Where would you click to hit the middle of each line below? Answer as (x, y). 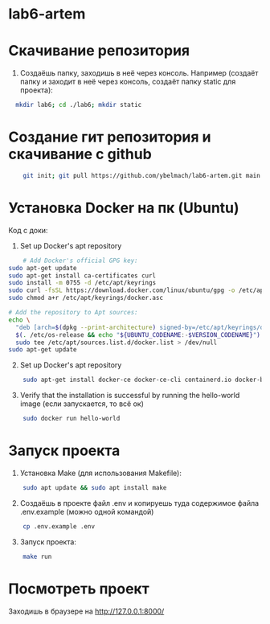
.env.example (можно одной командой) (87, 511)
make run (37, 556)
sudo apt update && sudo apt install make (95, 487)
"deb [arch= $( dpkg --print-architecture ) (86, 327)
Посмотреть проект (79, 589)
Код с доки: (28, 230)
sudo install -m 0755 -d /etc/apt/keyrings (82, 283)
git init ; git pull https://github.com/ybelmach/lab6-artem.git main (142, 175)
